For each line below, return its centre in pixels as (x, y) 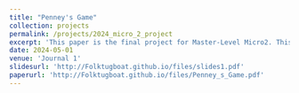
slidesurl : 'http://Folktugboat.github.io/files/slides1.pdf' (127, 67)
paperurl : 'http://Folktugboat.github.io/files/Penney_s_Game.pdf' (137, 75)
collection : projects (49, 26)
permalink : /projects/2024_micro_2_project (91, 34)
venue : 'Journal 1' (45, 58)
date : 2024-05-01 (41, 50)
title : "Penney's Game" (53, 17)
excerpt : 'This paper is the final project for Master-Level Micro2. (141, 42)
